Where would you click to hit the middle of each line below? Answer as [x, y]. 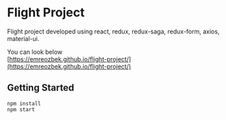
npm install [24, 104]
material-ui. [23, 38]
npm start [21, 109]
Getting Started [41, 88]
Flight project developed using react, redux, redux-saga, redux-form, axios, [113, 31]
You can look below [35, 52]
